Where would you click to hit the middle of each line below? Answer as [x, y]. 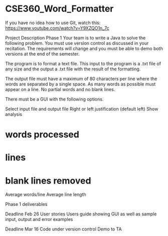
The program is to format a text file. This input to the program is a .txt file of [83, 63]
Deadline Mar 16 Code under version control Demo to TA [63, 229]
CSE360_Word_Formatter [59, 9]
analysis [14, 114]
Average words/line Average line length [46, 195]
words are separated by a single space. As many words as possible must [80, 84]
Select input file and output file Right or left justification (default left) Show [82, 109]
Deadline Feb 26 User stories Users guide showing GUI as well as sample [81, 214]
